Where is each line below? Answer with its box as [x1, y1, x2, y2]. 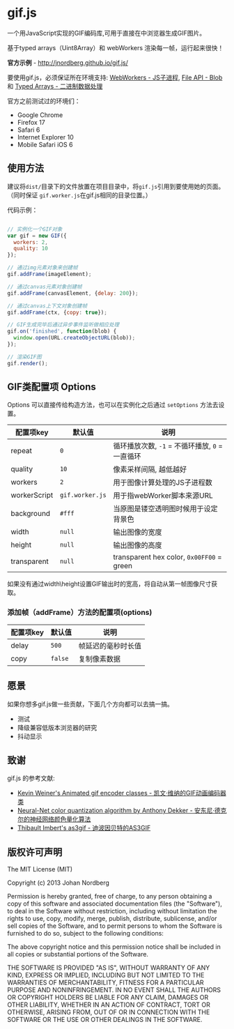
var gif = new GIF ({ [7, 232, 68, 239]
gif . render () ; [7, 360, 49, 367]
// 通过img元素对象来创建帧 [7, 264, 78, 271]
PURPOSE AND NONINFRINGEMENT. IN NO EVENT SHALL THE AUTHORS [7, 986, 221, 994]
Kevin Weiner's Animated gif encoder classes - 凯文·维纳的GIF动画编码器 [17, 789, 226, 798]
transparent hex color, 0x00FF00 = [113, 552, 222, 562]
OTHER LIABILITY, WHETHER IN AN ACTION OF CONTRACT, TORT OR [7, 1000, 210, 1009]
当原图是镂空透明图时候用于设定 [113, 504, 218, 514]
